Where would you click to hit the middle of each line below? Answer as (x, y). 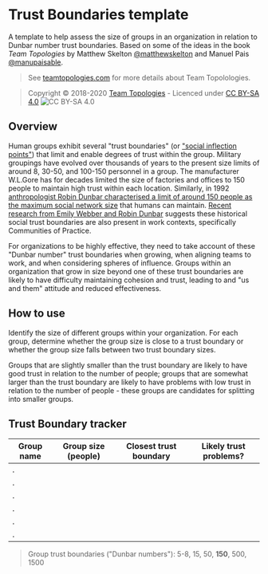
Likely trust (223, 446)
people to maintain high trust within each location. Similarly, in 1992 (119, 188)
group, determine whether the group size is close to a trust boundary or (126, 341)
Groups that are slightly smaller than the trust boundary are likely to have (128, 365)
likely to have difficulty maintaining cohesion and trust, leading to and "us (129, 280)
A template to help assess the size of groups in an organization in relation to (133, 37)
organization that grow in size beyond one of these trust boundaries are (126, 271)
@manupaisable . (36, 62)
